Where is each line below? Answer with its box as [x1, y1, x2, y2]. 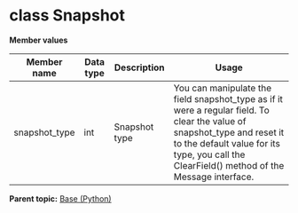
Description [114, 61, 165, 74]
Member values [9, 35, 68, 45]
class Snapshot [9, 5, 126, 26]
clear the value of [173, 114, 247, 127]
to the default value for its [173, 137, 281, 149]
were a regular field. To [173, 104, 270, 116]
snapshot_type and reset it [173, 126, 285, 138]
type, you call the [173, 148, 246, 161]
